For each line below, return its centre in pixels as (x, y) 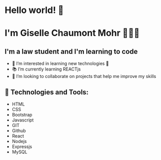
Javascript (23, 120)
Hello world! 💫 (34, 10)
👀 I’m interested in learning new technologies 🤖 (60, 63)
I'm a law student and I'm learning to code (71, 51)
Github (19, 130)
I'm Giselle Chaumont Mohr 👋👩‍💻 (72, 33)
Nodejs (19, 141)
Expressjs (22, 146)
